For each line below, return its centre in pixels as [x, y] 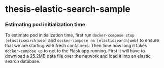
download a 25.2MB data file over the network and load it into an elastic [78, 56]
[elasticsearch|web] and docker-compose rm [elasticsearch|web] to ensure [82, 40]
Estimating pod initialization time [45, 25]
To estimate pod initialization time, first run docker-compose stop [70, 35]
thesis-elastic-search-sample [68, 9]
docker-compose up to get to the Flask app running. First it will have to [75, 51]
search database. [23, 61]
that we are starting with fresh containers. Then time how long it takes [76, 46]
